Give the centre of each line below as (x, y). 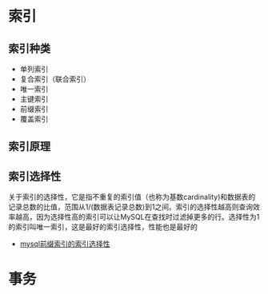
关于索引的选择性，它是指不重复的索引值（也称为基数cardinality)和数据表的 (132, 197)
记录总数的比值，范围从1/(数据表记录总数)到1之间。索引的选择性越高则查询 (131, 207)
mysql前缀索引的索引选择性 (65, 244)
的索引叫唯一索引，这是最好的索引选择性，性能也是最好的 (103, 227)
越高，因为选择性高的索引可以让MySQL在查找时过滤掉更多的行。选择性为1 (137, 217)
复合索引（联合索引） (55, 79)
